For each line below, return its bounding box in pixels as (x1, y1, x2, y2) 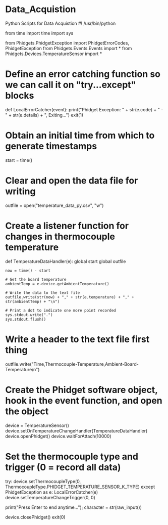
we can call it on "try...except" (5, 79, 136, 91)
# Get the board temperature (5, 277, 67, 282)
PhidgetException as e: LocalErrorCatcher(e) (5, 489, 98, 495)
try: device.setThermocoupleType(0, (5, 478, 81, 484)
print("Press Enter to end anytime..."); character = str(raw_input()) (5, 504, 142, 510)
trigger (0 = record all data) (5, 461, 121, 473)
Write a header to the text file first (5, 333, 150, 345)
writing (5, 186, 36, 197)
